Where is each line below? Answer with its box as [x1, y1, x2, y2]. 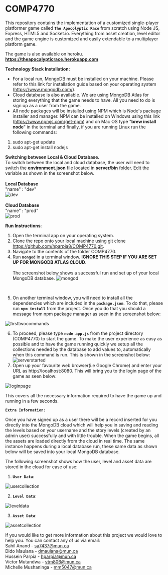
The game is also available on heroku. [5, 51, 84, 57]
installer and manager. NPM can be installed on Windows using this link [12, 113, 160, 119]
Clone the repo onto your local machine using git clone [12, 238, 126, 244]
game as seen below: [12, 373, 57, 379]
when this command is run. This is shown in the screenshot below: [12, 351, 150, 357]
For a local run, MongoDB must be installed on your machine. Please [12, 76, 154, 82]
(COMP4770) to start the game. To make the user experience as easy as [12, 335, 162, 341]
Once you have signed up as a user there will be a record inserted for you [5, 416, 157, 422]
